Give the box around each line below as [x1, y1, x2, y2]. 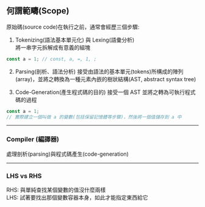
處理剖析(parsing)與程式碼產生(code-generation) [6, 150, 129, 158]
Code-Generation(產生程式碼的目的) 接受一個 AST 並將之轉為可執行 [15, 88, 185, 96]
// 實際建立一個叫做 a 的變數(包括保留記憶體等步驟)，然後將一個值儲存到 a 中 [6, 114, 182, 120]
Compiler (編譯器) [6, 135, 59, 143]
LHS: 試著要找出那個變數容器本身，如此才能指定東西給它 [6, 194, 148, 202]
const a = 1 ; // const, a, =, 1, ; [6, 56, 97, 62]
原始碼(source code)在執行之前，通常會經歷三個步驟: [6, 23, 140, 31]
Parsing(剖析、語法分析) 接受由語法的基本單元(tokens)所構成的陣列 [15, 68, 184, 75]
